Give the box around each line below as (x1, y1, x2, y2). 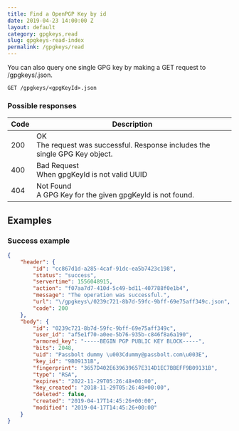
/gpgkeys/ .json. (7, 71, 53, 79)
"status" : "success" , (33, 271, 97, 279)
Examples (7, 214, 52, 227)
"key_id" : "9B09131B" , (33, 358, 100, 365)
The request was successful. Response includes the (36, 140, 211, 150)
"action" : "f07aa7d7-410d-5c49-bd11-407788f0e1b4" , (33, 285, 190, 292)
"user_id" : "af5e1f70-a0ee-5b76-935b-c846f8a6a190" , (33, 331, 193, 338)
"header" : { (20, 258, 55, 266)
